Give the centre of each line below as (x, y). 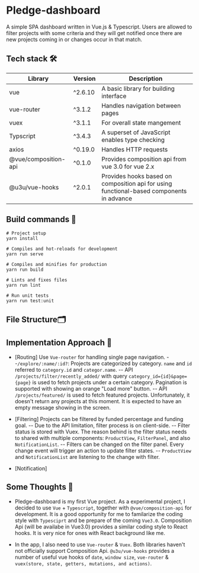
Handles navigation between (141, 106)
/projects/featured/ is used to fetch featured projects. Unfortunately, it (102, 395)
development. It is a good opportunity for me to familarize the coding (99, 514)
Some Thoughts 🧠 (40, 487)
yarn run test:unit (30, 300)
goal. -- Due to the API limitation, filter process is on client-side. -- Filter (102, 425)
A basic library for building (138, 88)
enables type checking (133, 140)
